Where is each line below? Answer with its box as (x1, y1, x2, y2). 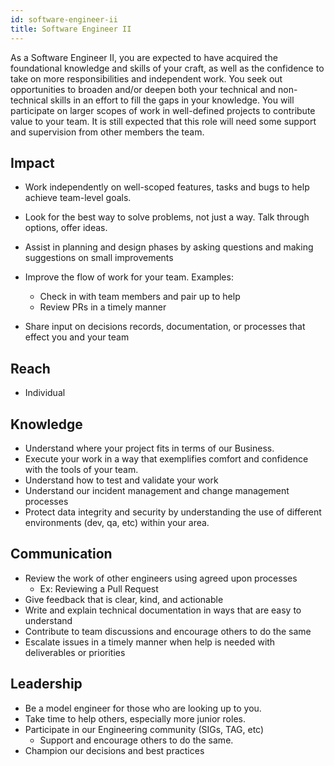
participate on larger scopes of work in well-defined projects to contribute (10, 104, 316, 116)
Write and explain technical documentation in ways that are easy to (24, 604, 302, 616)
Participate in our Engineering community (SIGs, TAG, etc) (24, 723, 265, 735)
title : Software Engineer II (10, 24, 132, 34)
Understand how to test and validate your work (24, 474, 219, 486)
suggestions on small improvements (24, 252, 174, 264)
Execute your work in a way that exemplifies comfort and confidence (24, 452, 309, 465)
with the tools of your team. (24, 463, 139, 475)
